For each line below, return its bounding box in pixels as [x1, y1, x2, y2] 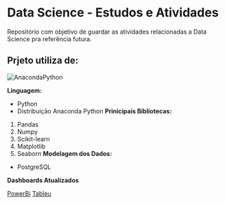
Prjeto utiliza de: [7, 55, 79, 67]
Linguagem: [7, 86, 43, 94]
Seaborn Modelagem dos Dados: [16, 149, 113, 157]
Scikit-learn [16, 135, 50, 143]
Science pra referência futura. [7, 34, 92, 43]
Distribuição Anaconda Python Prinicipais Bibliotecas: [16, 106, 172, 115]
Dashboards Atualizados [7, 176, 79, 184]
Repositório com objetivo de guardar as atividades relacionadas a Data [7, 27, 207, 36]
